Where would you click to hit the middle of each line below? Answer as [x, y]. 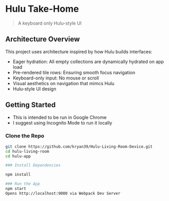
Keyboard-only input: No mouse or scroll [56, 78]
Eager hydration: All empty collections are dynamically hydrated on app [88, 62]
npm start [16, 189]
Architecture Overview [43, 39]
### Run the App [23, 184]
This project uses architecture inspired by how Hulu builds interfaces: [79, 51]
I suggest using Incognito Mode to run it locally [62, 123]
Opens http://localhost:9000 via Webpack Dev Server [63, 193]
